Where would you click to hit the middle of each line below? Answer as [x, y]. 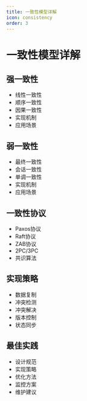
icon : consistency [29, 18]
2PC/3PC [27, 251]
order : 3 [17, 23]
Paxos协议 [28, 229]
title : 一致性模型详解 [32, 12]
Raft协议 [25, 236]
